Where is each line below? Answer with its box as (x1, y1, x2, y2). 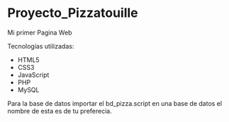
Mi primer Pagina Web (7, 28, 72, 37)
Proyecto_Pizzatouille (7, 5, 138, 21)
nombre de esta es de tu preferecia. (7, 106, 112, 115)
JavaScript (17, 71, 50, 79)
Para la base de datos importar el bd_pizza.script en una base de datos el (7, 99, 222, 107)
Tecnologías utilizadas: (7, 42, 74, 50)
